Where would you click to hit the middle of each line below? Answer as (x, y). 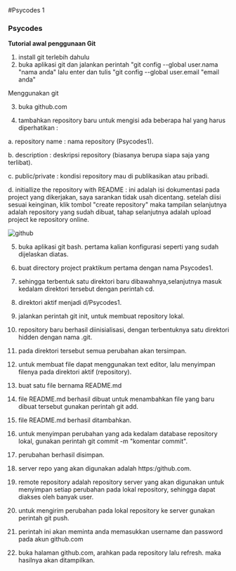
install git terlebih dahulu (54, 57)
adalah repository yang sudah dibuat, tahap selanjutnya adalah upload (110, 212)
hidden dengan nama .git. (55, 337)
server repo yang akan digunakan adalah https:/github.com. (105, 468)
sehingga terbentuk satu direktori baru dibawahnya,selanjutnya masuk (120, 282)
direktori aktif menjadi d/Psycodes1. (70, 303)
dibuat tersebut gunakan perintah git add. (78, 407)
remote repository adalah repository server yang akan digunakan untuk (121, 482)
